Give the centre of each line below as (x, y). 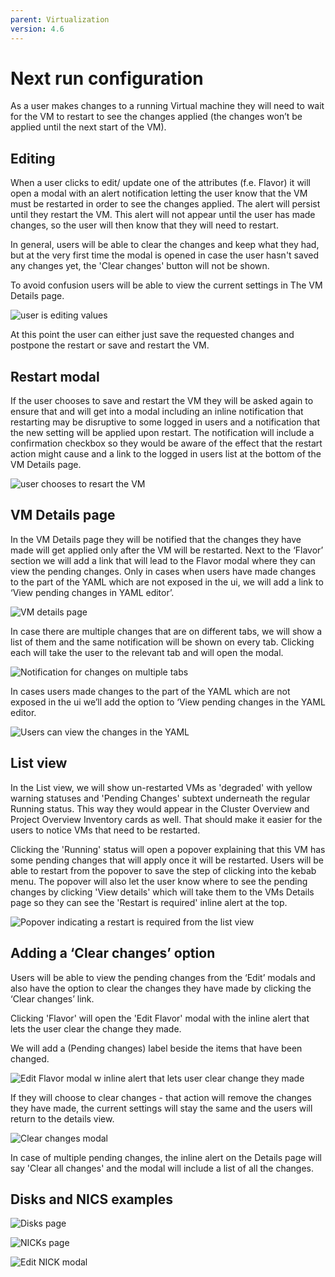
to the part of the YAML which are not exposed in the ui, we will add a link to (167, 582)
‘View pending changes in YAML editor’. (92, 592)
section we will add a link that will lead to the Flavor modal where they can (163, 560)
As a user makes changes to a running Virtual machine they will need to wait (167, 106)
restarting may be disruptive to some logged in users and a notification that (165, 422)
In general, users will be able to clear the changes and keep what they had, (165, 245)
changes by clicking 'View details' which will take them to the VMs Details (162, 892)
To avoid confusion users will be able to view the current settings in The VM (166, 285)
